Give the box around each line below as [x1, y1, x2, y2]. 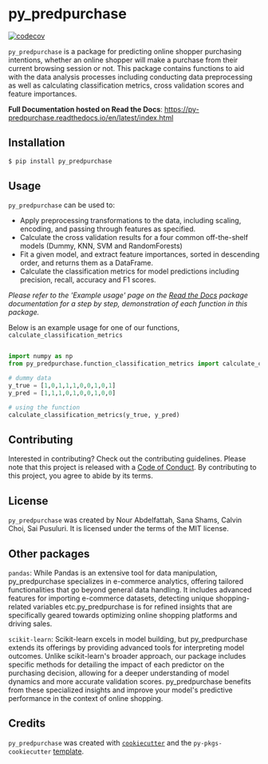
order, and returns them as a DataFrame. [19, 258, 154, 268]
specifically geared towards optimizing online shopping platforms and [8, 611, 238, 620]
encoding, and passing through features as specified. [19, 224, 196, 234]
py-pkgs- [193, 739, 223, 747]
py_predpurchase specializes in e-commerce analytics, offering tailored [8, 577, 244, 586]
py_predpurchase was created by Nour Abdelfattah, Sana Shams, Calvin [8, 515, 242, 525]
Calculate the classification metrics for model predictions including [19, 266, 239, 276]
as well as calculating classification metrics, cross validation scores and [8, 81, 245, 90]
